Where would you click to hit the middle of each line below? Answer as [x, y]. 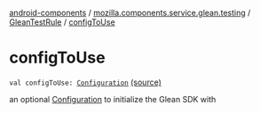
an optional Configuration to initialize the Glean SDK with [113, 99]
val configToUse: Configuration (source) [86, 82]
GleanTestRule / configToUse [62, 22]
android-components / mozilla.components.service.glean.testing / [130, 13]
